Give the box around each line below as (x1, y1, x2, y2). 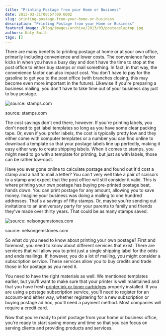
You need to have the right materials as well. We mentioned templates (5, 273, 148, 279)
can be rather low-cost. (5, 156, 54, 162)
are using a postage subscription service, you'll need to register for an (5, 289, 149, 295)
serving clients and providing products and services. (5, 325, 113, 331)
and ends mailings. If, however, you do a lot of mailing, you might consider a (5, 253, 161, 259)
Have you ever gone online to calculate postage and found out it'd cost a (5, 166, 154, 172)
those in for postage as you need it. (5, 264, 78, 269)
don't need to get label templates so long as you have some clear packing (5, 125, 157, 131)
